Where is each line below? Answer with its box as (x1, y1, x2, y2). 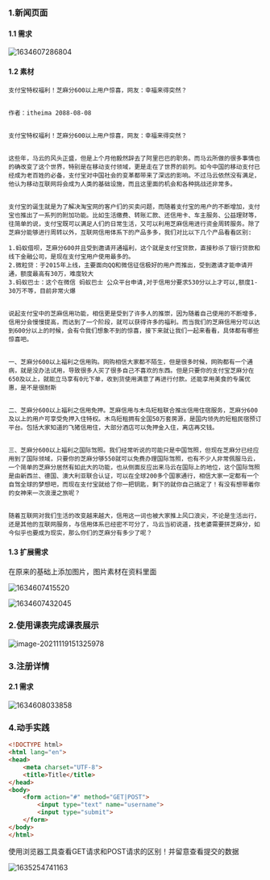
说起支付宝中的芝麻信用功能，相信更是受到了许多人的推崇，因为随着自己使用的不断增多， (8, 310, 260, 318)
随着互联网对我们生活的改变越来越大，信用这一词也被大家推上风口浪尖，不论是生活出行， (8, 512, 260, 520)
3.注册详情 (8, 660, 50, 671)
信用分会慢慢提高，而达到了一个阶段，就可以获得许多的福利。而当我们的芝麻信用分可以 (8, 319, 255, 327)
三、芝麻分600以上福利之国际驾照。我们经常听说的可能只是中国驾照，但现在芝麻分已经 (8, 446, 254, 455)
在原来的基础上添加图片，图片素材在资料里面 (8, 566, 157, 576)
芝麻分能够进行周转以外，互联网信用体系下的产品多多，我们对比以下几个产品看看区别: (8, 228, 252, 237)
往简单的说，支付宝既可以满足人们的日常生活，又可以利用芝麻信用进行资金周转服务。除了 (8, 220, 260, 228)
